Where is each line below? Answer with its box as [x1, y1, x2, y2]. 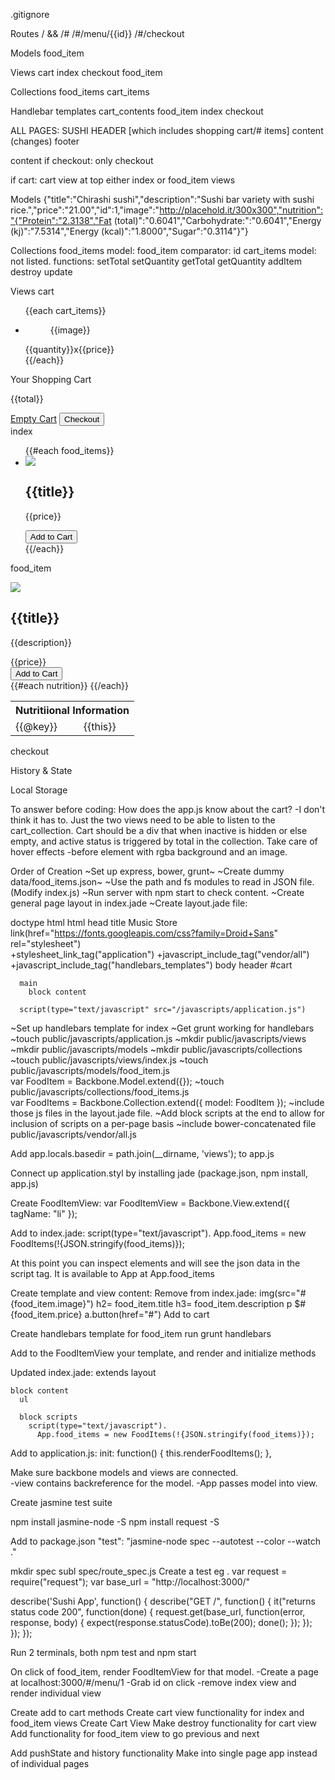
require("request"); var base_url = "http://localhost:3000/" [10, 1575, 251, 1588]
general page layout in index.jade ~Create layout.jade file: [10, 897, 248, 909]
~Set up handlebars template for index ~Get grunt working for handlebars [10, 1022, 315, 1034]
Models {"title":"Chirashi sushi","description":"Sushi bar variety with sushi [10, 194, 315, 205]
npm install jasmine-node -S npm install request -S [10, 1515, 220, 1528]
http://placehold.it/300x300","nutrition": [159, 204, 324, 216]
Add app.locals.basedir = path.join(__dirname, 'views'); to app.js [10, 1147, 275, 1159]
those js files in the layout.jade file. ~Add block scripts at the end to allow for [10, 1107, 326, 1119]
